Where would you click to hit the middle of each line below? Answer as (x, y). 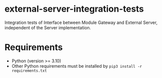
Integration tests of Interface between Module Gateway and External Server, (81, 22)
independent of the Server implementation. (48, 27)
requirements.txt (29, 71)
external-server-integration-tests (74, 9)
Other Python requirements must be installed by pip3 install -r (77, 66)
